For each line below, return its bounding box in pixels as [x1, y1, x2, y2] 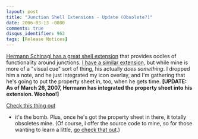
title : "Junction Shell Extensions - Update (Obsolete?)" [6, 14, 153, 20]
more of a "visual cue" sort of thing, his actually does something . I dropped [6, 65, 190, 72]
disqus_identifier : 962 [6, 31, 65, 37]
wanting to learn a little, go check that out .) [14, 126, 121, 133]
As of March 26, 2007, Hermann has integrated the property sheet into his [6, 84, 193, 91]
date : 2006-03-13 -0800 [6, 20, 65, 26]
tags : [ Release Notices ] [6, 36, 68, 42]
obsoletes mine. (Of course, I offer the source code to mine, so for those [14, 120, 193, 127]
